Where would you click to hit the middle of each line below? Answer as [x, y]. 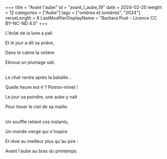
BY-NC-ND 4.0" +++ [27, 23]
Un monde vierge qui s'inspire [36, 131]
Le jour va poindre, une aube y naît [41, 97]
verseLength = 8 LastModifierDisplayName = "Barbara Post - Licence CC [81, 18]
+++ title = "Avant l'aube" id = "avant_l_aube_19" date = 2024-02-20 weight [83, 7]
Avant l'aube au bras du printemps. [41, 151]
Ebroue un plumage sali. [30, 62]
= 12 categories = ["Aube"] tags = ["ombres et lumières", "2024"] [73, 13]
